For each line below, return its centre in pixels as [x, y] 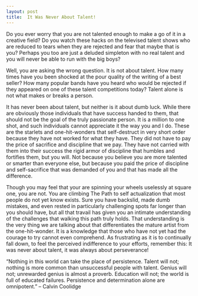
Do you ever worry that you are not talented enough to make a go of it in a [96, 34]
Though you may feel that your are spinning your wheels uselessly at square [99, 187]
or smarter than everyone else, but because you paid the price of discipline [97, 163]
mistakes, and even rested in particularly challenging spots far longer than [96, 206]
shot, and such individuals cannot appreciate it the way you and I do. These [98, 126]
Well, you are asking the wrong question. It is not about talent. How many [95, 70]
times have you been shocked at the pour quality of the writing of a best [94, 77]
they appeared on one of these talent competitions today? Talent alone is [95, 89]
